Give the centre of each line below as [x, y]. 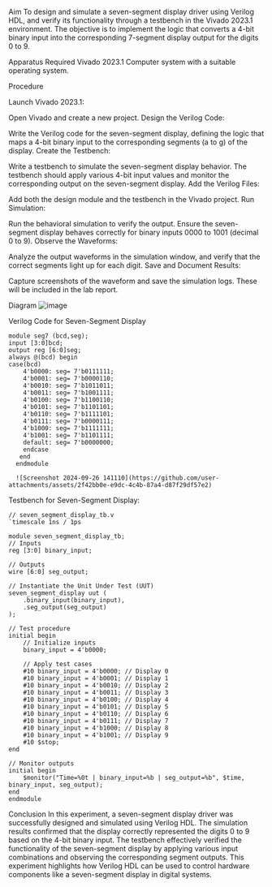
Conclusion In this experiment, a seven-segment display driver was [121, 814]
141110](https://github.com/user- [161, 478]
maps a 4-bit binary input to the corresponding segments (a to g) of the [128, 142]
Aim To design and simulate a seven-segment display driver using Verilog [131, 12]
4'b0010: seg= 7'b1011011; [69, 385]
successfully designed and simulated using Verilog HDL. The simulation [128, 822]
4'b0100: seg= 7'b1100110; [69, 400]
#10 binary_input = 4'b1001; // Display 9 [96, 735]
